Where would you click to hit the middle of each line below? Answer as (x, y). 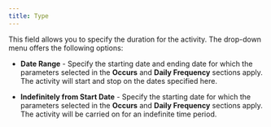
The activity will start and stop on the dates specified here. (119, 81)
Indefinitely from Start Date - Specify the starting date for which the (135, 96)
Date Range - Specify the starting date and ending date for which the (136, 63)
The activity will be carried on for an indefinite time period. (118, 114)
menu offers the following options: (66, 48)
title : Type (28, 16)
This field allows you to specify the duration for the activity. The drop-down (135, 39)
